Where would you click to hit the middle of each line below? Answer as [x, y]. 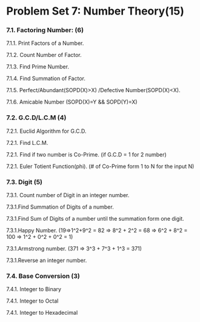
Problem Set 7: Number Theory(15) [95, 11]
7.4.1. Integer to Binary [34, 289]
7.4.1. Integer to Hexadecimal [42, 313]
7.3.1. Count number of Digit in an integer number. [68, 195]
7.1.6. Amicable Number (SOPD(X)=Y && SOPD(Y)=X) [72, 102]
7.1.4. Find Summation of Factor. [46, 79]
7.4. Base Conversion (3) [43, 276]
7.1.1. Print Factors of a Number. [45, 43]
